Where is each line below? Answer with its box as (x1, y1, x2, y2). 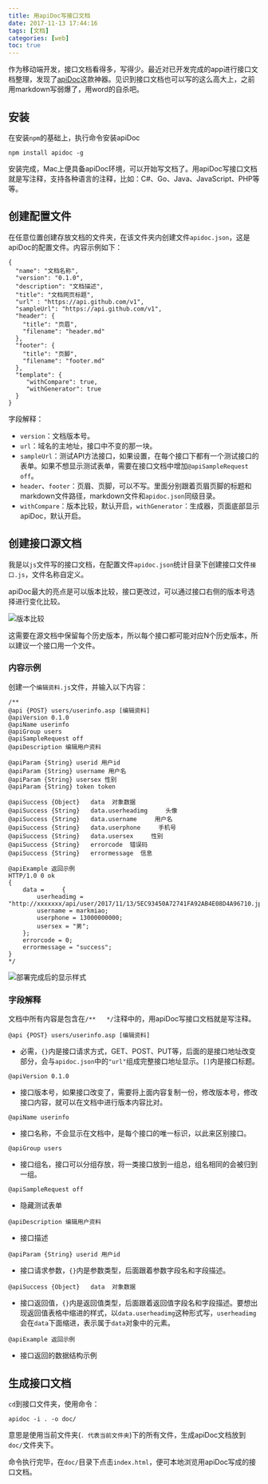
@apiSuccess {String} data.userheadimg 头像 (8, 806, 178, 815)
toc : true (8, 42, 41, 50)
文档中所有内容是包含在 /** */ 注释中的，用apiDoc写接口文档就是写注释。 (8, 1014, 256, 1024)
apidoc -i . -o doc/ (8, 1414, 77, 1423)
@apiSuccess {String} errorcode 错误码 (8, 840, 148, 848)
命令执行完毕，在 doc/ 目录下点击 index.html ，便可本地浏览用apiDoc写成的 (8, 1457, 250, 1466)
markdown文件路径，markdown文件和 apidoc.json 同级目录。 (19, 491, 220, 500)
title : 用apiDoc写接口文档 (8, 11, 91, 20)
